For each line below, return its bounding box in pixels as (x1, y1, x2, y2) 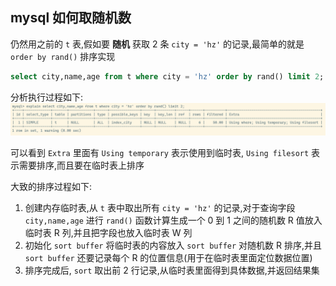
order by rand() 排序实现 (10, 50, 116, 62)
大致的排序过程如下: (10, 180, 93, 192)
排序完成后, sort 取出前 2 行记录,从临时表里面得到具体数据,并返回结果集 (24, 264, 320, 276)
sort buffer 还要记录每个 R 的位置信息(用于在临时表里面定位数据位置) (24, 251, 313, 263)
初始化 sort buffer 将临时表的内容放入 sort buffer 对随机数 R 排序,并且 (24, 239, 322, 251)
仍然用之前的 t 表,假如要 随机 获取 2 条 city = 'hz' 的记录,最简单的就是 (10, 38, 305, 50)
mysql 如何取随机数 (10, 9, 132, 27)
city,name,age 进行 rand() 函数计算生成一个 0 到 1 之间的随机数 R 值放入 (24, 214, 323, 226)
